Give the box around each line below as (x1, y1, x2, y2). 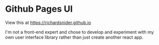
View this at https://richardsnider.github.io (5, 20, 91, 25)
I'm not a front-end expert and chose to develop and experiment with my (5, 29, 154, 35)
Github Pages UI (5, 3, 73, 15)
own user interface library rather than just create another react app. (5, 34, 144, 40)
